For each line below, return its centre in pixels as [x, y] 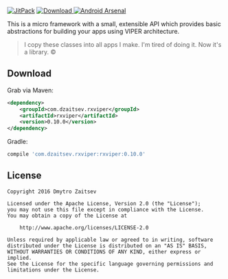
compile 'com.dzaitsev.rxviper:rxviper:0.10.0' [77, 154]
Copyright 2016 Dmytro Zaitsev [52, 192]
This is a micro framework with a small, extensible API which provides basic [114, 24]
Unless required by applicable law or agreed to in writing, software [110, 240]
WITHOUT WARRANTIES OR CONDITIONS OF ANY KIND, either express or [104, 251]
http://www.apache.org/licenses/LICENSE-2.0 [84, 227]
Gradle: [18, 142]
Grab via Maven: [30, 90]
